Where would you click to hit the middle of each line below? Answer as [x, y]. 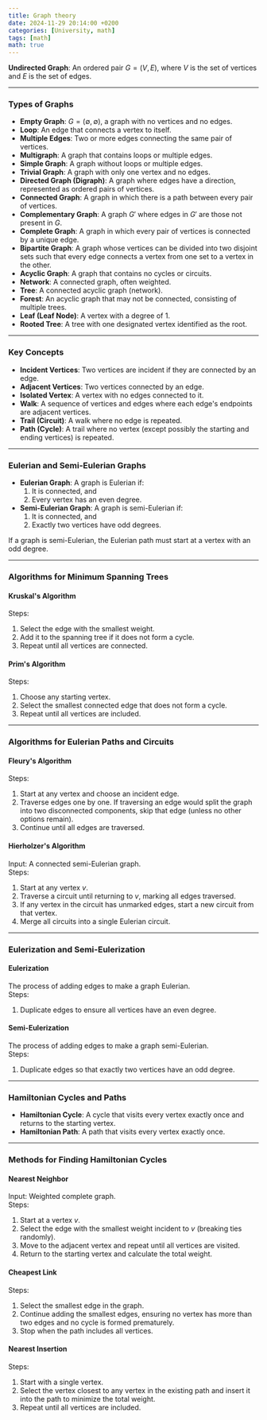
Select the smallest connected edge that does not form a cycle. [124, 705]
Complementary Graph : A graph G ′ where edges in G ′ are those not [131, 215]
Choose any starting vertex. [65, 697]
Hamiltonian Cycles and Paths [68, 1097]
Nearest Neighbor [39, 1178]
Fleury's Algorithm [40, 761]
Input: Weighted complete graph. [62, 1197]
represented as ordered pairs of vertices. [87, 189]
